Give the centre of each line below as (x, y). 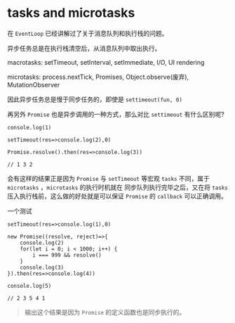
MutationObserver (34, 84)
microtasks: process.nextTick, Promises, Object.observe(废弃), (98, 77)
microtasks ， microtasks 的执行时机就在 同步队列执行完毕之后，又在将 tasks (117, 187)
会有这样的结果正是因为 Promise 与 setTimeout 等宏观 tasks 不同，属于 (109, 178)
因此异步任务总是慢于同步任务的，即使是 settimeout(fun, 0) (95, 99)
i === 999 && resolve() (67, 255)
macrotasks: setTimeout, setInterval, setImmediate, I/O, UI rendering (106, 62)
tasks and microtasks (71, 13)
